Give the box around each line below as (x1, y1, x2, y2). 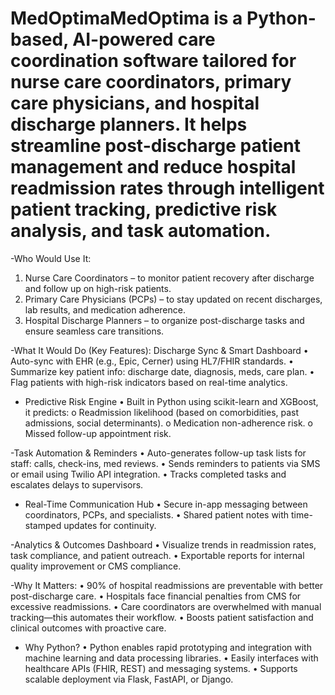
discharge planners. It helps (10, 113, 248, 136)
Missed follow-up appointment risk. (24, 427, 172, 439)
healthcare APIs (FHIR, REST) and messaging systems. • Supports (24, 662, 298, 674)
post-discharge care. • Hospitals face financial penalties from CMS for (10, 590, 302, 602)
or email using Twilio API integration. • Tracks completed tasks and (10, 468, 287, 480)
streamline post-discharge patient (10, 135, 301, 157)
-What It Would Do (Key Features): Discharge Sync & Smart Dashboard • (10, 344, 309, 356)
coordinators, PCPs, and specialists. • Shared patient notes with (24, 508, 290, 521)
